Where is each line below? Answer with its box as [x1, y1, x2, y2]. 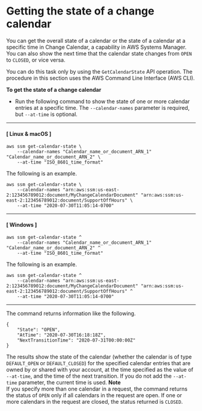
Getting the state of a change [6, 4, 155, 18]
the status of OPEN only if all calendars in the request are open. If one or [6, 392, 182, 399]
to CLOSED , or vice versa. [6, 56, 66, 63]
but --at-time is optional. [14, 110, 78, 118]
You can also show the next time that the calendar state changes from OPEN [6, 49, 192, 57]
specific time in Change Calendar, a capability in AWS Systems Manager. [6, 43, 187, 51]
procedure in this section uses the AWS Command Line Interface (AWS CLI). [6, 74, 195, 81]
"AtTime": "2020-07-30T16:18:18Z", [17, 332, 106, 339]
